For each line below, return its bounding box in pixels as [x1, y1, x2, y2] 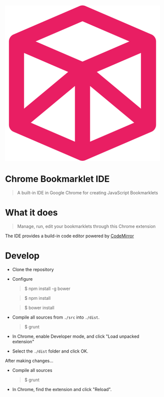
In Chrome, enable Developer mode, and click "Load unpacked [12, 333, 139, 339]
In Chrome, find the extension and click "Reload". [12, 386, 112, 392]
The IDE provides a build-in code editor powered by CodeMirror [5, 233, 134, 239]
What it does [5, 207, 58, 218]
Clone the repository [12, 266, 54, 272]
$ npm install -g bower [24, 286, 71, 291]
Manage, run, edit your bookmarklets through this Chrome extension [17, 223, 156, 229]
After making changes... [5, 358, 54, 363]
